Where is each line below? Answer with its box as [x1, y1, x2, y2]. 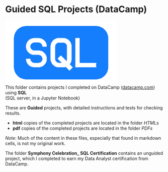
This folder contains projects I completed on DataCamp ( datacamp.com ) [5, 84, 155, 90]
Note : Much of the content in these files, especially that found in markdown [5, 135, 161, 141]
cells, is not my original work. [5, 140, 66, 146]
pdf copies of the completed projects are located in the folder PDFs [12, 125, 153, 131]
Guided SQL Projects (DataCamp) [5, 4, 147, 15]
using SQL [5, 89, 27, 95]
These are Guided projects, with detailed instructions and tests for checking [5, 104, 163, 110]
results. [5, 110, 21, 116]
